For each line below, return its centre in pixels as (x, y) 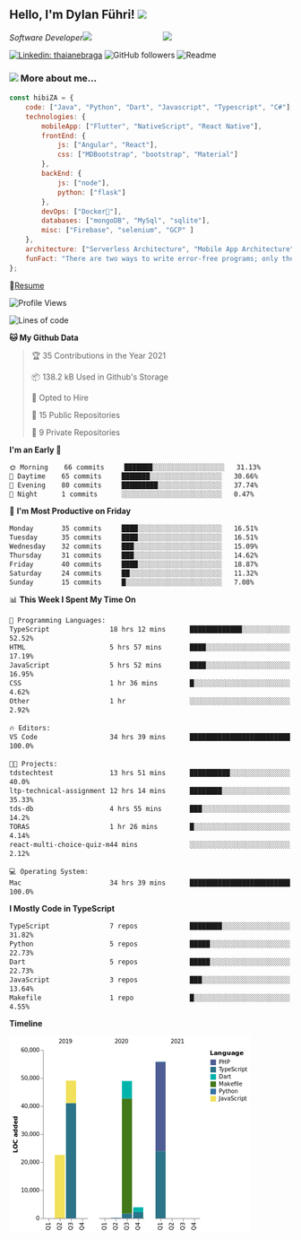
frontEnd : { (64, 135)
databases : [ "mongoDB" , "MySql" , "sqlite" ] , (126, 221)
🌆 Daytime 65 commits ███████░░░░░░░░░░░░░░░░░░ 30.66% (133, 476)
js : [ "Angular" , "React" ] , (107, 145)
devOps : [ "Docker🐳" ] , (82, 211)
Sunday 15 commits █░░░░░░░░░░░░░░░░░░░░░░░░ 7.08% (132, 582)
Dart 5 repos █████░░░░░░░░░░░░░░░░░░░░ (150, 962)
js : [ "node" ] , (83, 183)
